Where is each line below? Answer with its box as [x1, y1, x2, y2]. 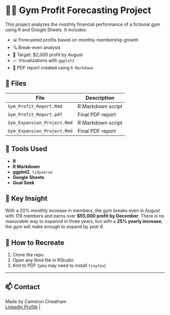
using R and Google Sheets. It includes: [5, 26, 88, 32]
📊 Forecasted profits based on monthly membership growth [12, 36, 139, 42]
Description [86, 94, 115, 101]
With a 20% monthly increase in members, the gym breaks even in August [5, 207, 160, 214]
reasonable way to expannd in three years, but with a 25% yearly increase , [5, 218, 163, 224]
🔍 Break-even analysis [12, 44, 61, 50]
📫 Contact [5, 283, 40, 291]
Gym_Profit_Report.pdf [8, 111, 62, 117]
